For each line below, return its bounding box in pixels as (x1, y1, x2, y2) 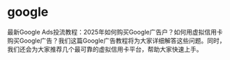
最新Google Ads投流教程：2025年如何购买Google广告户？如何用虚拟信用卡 (7, 28, 223, 36)
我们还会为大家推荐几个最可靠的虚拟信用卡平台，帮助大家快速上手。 (7, 45, 203, 53)
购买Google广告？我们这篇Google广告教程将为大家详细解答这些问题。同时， (7, 36, 226, 45)
